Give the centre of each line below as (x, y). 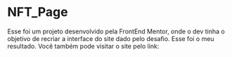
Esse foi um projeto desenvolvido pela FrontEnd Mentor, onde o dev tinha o (116, 31)
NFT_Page (38, 12)
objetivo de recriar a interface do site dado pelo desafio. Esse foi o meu (111, 38)
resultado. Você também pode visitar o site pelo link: (83, 46)
